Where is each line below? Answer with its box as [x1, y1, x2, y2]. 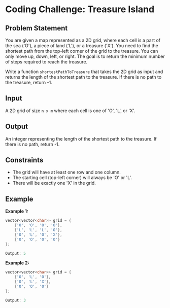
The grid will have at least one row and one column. [12, 169, 121, 176]
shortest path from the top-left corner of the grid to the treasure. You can [5, 48, 158, 54]
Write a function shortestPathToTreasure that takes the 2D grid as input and [5, 69, 163, 75]
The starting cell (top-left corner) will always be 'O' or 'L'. [12, 175, 132, 181]
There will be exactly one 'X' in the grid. [12, 180, 96, 186]
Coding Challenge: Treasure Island [5, 4, 155, 15]
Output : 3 [5, 298, 26, 303]
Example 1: [5, 208, 29, 214]
